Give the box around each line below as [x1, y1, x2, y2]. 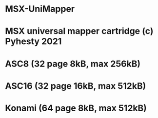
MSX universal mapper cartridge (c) [5, 26, 154, 37]
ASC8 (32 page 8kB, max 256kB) [5, 58, 140, 69]
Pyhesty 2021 [5, 36, 62, 47]
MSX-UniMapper [5, 3, 75, 15]
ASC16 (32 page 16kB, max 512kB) [5, 80, 146, 91]
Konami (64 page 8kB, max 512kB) [5, 102, 147, 114]
